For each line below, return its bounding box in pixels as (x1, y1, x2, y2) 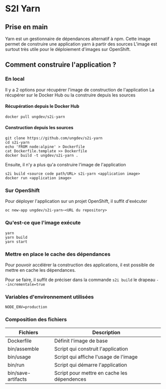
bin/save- (7, 369, 31, 376)
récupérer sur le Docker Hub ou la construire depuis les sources (5, 92, 136, 98)
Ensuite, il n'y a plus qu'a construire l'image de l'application (5, 162, 126, 168)
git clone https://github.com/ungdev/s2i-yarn (5, 136, 103, 141)
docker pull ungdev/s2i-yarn (5, 114, 65, 119)
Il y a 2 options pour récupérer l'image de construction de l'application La (5, 87, 155, 93)
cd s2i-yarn (5, 140, 30, 145)
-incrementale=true (5, 282, 45, 287)
